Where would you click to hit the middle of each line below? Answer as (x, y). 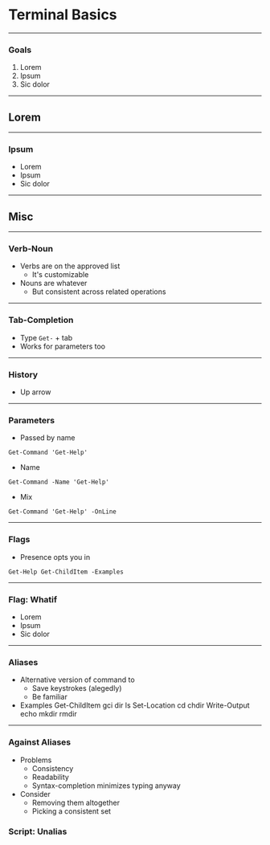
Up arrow (35, 392)
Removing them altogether (76, 802)
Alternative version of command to (77, 680)
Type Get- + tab (46, 337)
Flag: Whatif (33, 599)
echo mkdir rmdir (49, 714)
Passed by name (47, 438)
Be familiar (50, 697)
